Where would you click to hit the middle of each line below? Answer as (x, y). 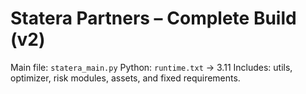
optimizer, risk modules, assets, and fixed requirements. (125, 78)
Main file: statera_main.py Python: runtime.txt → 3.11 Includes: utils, (151, 67)
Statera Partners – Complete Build (153, 18)
